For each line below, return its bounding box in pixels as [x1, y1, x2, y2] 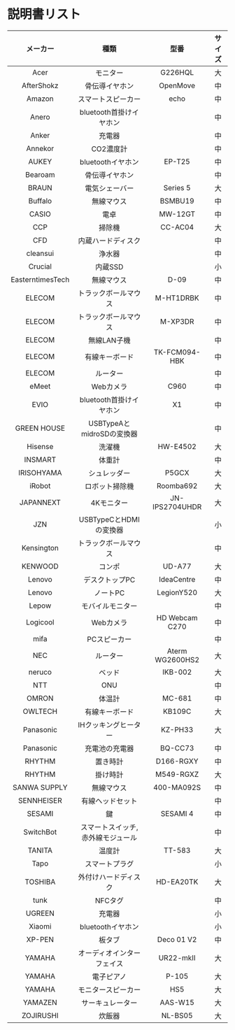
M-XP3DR [159, 316, 194, 326]
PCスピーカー [87, 634, 132, 644]
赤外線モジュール [81, 833, 138, 843]
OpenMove [159, 80, 196, 90]
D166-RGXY [155, 756, 199, 766]
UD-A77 [162, 561, 192, 571]
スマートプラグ [85, 859, 134, 868]
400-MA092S [153, 782, 201, 792]
